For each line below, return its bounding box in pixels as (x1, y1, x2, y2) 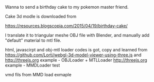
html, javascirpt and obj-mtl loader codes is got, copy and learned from (5, 47, 148, 52)
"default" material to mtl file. (5, 37, 62, 43)
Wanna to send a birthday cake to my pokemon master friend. (5, 4, 129, 10)
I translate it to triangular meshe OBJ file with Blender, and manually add (5, 33, 150, 38)
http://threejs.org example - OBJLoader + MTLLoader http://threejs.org (5, 57, 147, 63)
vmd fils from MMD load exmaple (5, 72, 72, 77)
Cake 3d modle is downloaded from (5, 14, 77, 19)
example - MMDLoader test (5, 63, 60, 68)
